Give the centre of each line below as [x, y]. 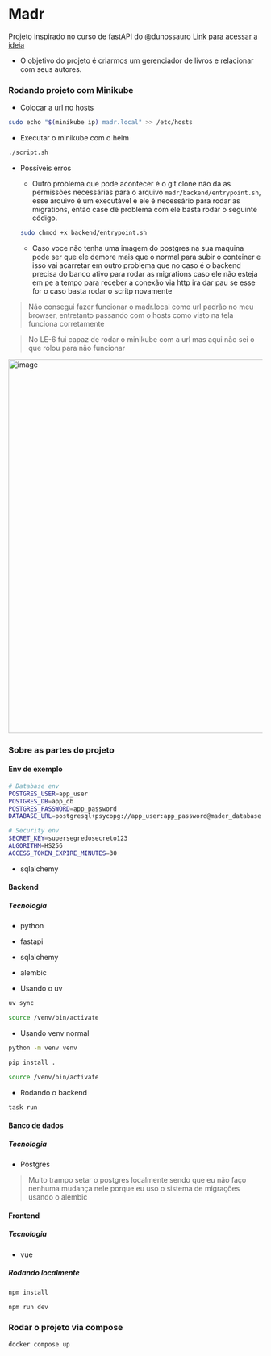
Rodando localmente [44, 1273]
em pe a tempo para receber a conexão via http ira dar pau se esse [144, 282]
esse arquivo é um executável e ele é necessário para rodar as [136, 200]
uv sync [21, 1003]
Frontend [24, 1216]
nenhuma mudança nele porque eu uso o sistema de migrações [134, 1189]
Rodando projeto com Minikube [71, 90]
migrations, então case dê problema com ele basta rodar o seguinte [145, 209]
